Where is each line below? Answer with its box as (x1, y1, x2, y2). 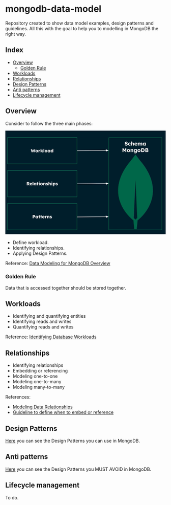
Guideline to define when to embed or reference (12, 409, 114, 415)
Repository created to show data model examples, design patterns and (5, 20, 154, 26)
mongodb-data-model (5, 3, 102, 15)
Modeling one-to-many (12, 379, 62, 385)
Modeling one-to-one (12, 373, 58, 379)
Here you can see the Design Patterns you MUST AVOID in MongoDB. (5, 466, 152, 472)
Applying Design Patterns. (12, 250, 68, 256)
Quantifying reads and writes (12, 324, 74, 330)
